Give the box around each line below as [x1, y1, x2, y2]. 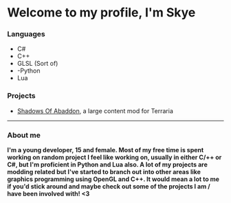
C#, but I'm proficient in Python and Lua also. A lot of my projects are [7, 160, 208, 169]
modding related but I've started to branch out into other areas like [7, 168, 201, 176]
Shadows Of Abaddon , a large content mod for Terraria [16, 106, 174, 115]
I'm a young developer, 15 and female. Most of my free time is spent [7, 146, 204, 154]
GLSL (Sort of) [16, 60, 58, 68]
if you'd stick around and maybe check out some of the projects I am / [7, 182, 211, 191]
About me [7, 130, 41, 140]
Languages [7, 29, 46, 39]
